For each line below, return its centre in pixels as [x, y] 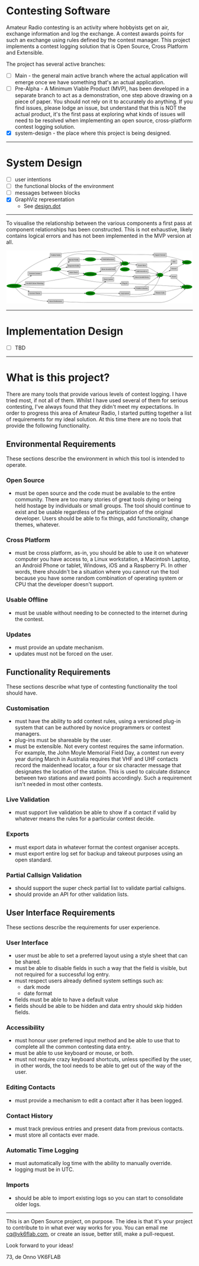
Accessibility [25, 1028]
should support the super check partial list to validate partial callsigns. [100, 888]
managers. [28, 734]
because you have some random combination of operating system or [99, 578]
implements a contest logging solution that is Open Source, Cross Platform [97, 46]
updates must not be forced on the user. [64, 653]
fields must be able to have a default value [66, 1000]
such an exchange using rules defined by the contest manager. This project [98, 40]
